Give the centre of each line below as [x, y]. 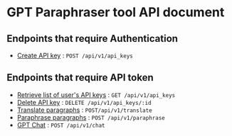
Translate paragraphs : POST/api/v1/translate [84, 110]
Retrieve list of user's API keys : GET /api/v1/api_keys [96, 95]
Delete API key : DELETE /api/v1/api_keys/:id [84, 102]
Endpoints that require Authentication [93, 39]
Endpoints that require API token [80, 78]
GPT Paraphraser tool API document [116, 12]
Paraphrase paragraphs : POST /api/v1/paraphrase [91, 117]
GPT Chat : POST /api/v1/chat [61, 125]
